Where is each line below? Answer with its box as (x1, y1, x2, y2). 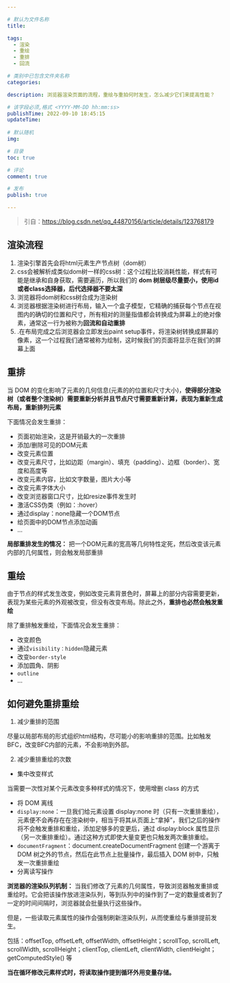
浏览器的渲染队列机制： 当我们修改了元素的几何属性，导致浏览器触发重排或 (7, 882, 219, 891)
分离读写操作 (16, 867, 53, 875)
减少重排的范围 (16, 717, 60, 726)
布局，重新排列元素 (7, 403, 62, 411)
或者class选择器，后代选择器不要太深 (16, 284, 123, 293)
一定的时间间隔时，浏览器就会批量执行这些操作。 (7, 899, 145, 908)
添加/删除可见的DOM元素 (16, 440, 88, 449)
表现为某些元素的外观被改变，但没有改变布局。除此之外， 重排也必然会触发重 (7, 598, 223, 606)
